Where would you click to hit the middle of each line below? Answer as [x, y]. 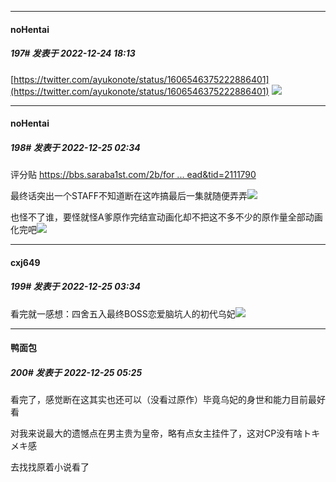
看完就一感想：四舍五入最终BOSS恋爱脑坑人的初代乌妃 [123, 313]
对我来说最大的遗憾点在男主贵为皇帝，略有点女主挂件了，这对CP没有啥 [156, 433]
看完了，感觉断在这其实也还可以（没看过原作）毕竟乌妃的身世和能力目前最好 [168, 400]
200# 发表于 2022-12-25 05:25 [76, 372]
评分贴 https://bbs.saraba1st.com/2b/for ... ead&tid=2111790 [133, 175]
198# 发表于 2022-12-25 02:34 [75, 147]
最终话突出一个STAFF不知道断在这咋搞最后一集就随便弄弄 [129, 196]
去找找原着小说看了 [50, 467]
